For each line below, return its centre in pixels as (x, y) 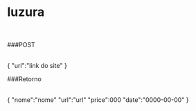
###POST (21, 44)
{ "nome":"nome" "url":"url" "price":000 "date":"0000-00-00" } (98, 100)
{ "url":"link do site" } (37, 65)
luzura (26, 12)
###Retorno (24, 79)
